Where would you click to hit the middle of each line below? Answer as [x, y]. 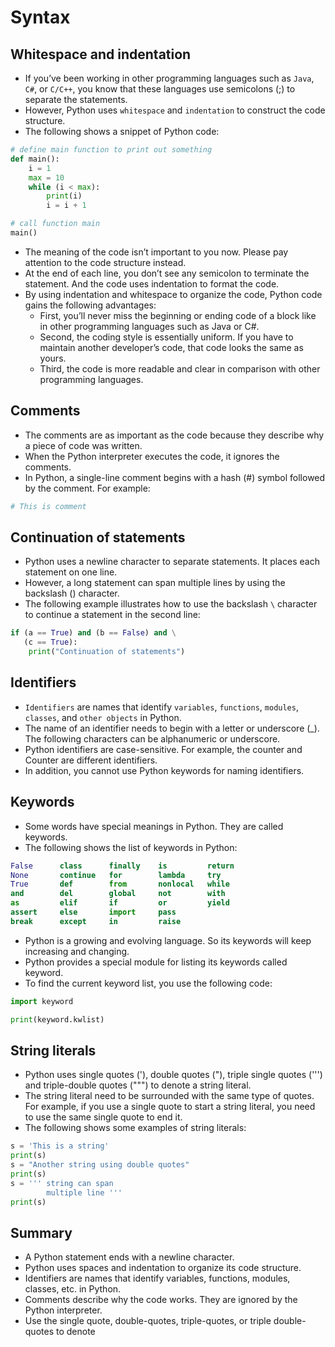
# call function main [55, 224]
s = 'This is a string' [60, 1146]
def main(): [35, 159]
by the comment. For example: [87, 488]
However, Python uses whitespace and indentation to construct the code [175, 110]
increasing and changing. [77, 951]
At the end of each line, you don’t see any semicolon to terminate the [167, 273]
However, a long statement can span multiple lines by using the [155, 583]
